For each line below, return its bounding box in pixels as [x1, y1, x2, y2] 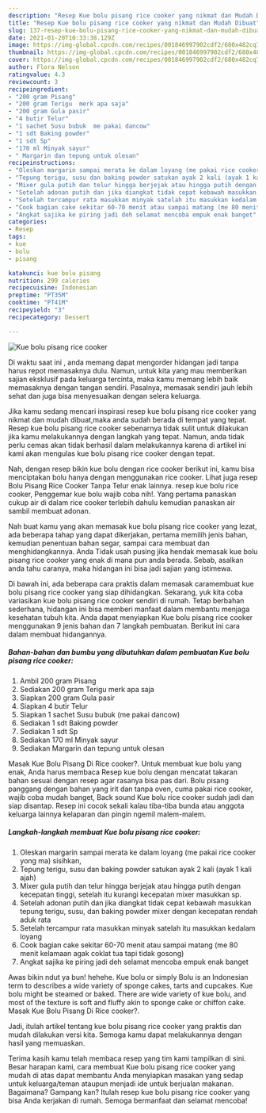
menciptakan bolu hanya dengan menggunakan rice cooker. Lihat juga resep [8, 472, 258, 482]
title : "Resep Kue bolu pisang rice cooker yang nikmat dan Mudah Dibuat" [8, 19, 260, 27]
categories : [8, 218, 47, 226]
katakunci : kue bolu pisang [8, 269, 101, 277]
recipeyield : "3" [8, 306, 66, 314]
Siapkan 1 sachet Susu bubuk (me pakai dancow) [19, 709, 180, 719]
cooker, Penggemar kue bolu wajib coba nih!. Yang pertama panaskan [8, 489, 237, 499]
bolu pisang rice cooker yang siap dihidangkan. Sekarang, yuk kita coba [8, 587, 244, 597]
